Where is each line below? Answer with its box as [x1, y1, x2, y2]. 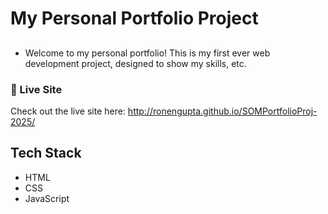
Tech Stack [10, 145, 82, 162]
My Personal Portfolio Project [10, 7, 259, 30]
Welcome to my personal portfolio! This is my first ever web [24, 47, 271, 59]
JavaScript [24, 192, 70, 204]
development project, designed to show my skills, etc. [24, 57, 247, 69]
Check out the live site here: [10, 105, 126, 117]
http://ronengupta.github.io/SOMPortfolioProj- [127, 105, 318, 117]
